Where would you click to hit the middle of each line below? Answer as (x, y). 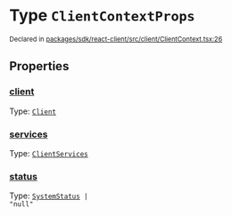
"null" (21, 204)
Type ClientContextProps (102, 16)
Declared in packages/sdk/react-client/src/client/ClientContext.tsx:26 (116, 39)
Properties (39, 66)
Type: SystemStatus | (49, 196)
